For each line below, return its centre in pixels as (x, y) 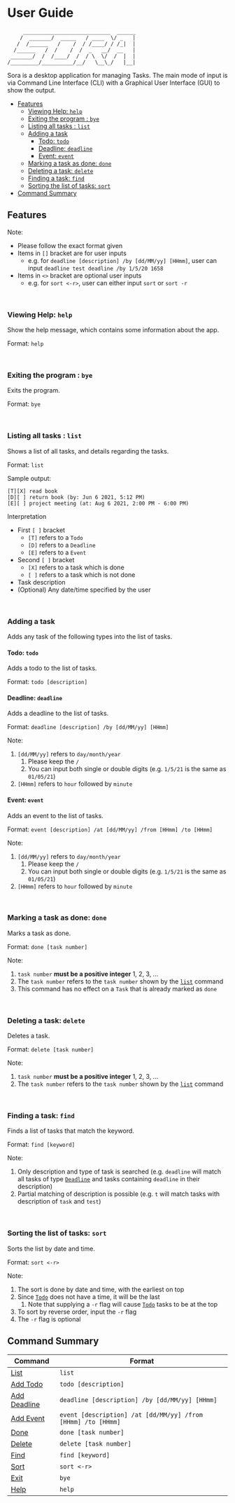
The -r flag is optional (49, 1319)
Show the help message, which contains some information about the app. (113, 330)
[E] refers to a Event (57, 552)
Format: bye (24, 404)
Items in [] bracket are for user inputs (72, 253)
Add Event (28, 1418)
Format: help (26, 344)
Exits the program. (34, 390)
